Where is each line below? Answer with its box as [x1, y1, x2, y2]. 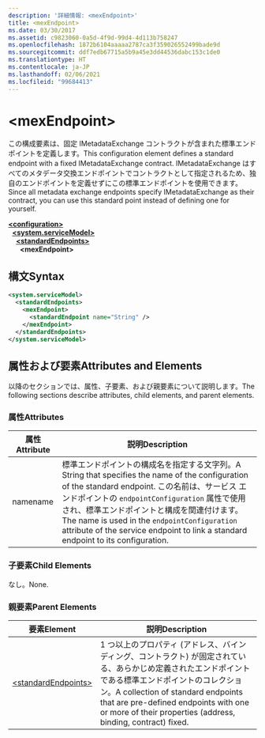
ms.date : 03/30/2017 [8, 26, 77, 34]
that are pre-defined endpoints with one [99, 697, 250, 708]
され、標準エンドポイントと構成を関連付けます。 [62, 505, 243, 516]
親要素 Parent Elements [8, 601, 97, 612]
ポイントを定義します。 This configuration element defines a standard [8, 149, 234, 158]
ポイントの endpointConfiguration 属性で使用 [77, 493, 246, 504]
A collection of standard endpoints [115, 687, 243, 698]
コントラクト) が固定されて [138, 651, 239, 662]
